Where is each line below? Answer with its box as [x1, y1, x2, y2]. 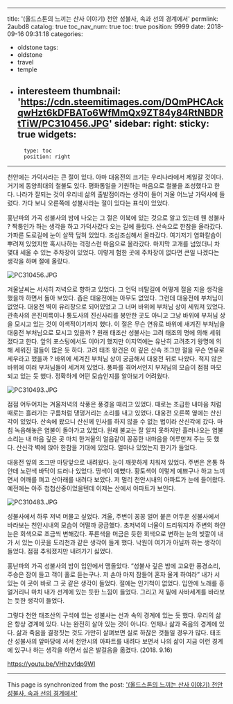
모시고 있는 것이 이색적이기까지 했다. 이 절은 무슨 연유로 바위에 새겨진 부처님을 [14, 320, 225, 328]
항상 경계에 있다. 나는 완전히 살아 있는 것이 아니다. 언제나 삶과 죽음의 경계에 [14, 619, 218, 628]
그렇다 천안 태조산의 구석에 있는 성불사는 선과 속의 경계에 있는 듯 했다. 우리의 [7, 611, 214, 619]
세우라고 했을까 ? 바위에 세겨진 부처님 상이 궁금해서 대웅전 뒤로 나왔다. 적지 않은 [7, 354, 223, 363]
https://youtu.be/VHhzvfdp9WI [7, 660, 96, 668]
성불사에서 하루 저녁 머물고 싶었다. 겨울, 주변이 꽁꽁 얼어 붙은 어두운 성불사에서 [7, 512, 220, 520]
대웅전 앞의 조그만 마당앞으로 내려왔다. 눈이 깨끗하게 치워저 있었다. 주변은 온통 [7, 458, 218, 466]
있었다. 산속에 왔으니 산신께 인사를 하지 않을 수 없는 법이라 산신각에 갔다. [19, 417, 216, 425]
